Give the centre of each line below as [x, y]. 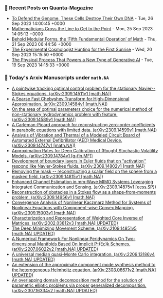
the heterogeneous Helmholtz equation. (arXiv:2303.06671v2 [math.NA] [84, 270]
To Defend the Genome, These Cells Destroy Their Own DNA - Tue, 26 [82, 19]
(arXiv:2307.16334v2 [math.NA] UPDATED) [54, 290]
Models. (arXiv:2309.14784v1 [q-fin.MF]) [52, 156]
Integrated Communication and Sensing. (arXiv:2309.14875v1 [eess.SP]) [84, 187]
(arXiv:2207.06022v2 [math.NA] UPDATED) [55, 249]
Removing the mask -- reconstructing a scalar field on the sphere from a [84, 171]
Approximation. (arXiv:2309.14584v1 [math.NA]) [60, 104]
